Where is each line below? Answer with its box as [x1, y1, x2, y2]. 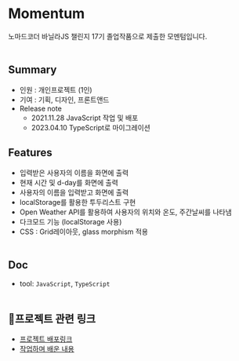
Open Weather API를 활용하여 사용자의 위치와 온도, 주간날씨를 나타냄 [19, 207, 233, 217]
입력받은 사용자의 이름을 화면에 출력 [19, 168, 129, 177]
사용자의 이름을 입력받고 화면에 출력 [19, 188, 129, 197]
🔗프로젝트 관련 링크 [8, 312, 96, 326]
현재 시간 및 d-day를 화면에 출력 [19, 177, 119, 187]
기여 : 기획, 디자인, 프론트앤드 [19, 95, 110, 104]
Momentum [8, 5, 85, 23]
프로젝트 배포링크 [19, 334, 73, 344]
